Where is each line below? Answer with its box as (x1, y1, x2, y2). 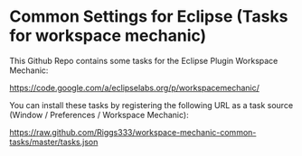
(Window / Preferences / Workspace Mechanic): (9, 109, 189, 120)
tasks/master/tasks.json (9, 136, 99, 147)
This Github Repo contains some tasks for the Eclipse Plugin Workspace (9, 55, 278, 66)
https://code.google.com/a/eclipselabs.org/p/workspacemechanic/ (9, 82, 260, 93)
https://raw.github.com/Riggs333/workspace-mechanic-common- (9, 126, 257, 137)
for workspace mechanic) (9, 25, 207, 46)
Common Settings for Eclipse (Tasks (9, 6, 288, 27)
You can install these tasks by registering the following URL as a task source (9, 99, 294, 110)
